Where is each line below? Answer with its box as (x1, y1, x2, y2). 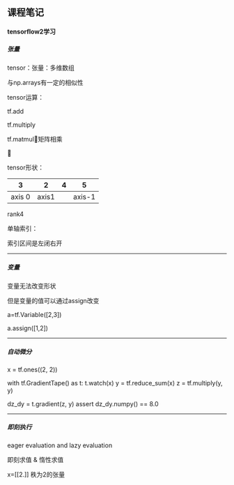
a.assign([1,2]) (7, 323, 49, 332)
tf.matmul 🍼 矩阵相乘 (7, 134, 63, 143)
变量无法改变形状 (7, 282, 56, 290)
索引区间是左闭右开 (7, 239, 63, 247)
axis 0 (10, 192, 31, 201)
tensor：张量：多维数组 (7, 63, 75, 72)
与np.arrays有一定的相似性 (7, 78, 84, 86)
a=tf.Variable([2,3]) (7, 310, 62, 318)
